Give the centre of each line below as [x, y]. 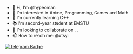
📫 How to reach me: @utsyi [40, 35]
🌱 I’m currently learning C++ [40, 18]
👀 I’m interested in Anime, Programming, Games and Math [70, 13]
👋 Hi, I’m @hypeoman [34, 7]
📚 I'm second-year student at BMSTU [50, 23]
